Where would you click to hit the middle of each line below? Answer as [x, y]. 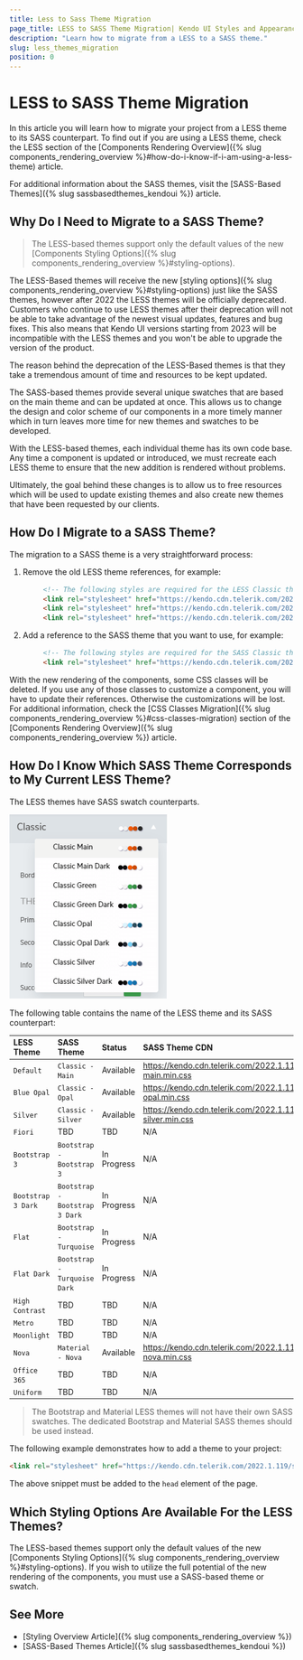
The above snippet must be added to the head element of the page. [134, 1484]
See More [37, 1614]
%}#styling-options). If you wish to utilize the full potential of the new [138, 1567]
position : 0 [32, 57]
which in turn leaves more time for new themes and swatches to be [134, 421]
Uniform [28, 1393]
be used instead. [63, 1431]
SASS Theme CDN [178, 1047]
